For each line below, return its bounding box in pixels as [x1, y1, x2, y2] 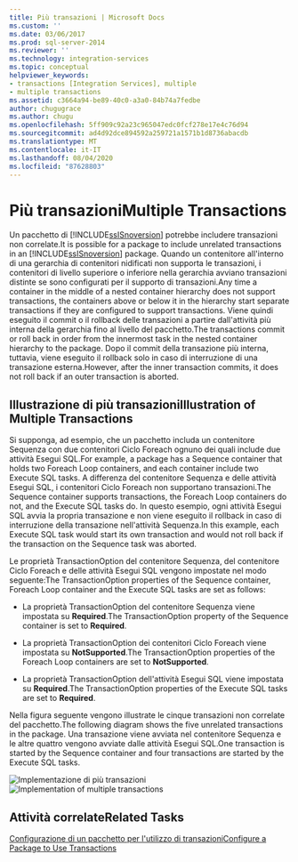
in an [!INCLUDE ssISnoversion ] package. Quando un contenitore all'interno [9, 248, 285, 259]
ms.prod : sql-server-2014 [9, 37, 105, 47]
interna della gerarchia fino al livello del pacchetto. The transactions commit [9, 324, 286, 334]
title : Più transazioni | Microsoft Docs [9, 12, 165, 22]
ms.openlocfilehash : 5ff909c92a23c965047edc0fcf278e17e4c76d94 [9, 121, 249, 130]
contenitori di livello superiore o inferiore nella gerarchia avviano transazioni [9, 268, 287, 278]
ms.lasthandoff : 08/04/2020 [9, 153, 114, 163]
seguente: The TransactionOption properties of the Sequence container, [9, 575, 271, 585]
